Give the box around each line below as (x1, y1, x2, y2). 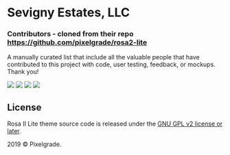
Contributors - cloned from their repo (7, 29, 134, 39)
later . (7, 127, 22, 135)
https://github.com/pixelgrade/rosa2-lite (7, 38, 148, 47)
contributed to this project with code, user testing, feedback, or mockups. (7, 60, 216, 69)
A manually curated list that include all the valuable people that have (7, 53, 200, 61)
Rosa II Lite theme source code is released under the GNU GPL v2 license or (7, 119, 223, 128)
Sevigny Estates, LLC (7, 5, 130, 20)
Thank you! (7, 68, 39, 76)
